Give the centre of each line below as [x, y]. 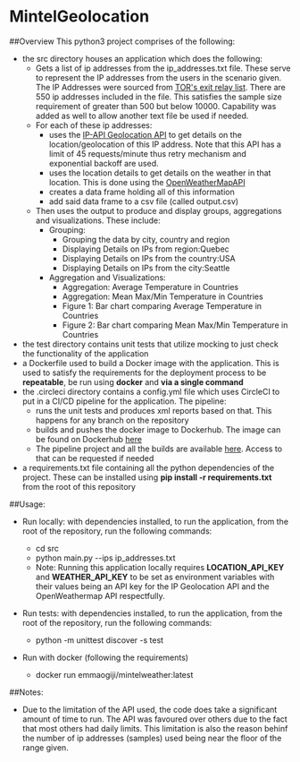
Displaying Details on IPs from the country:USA [149, 258]
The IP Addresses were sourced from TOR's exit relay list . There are [160, 87]
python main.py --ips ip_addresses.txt [105, 558]
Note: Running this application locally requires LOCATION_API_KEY [160, 567]
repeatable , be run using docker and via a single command [133, 381]
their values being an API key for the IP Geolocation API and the [152, 586]
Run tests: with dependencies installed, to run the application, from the [152, 613]
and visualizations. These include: [98, 220]
